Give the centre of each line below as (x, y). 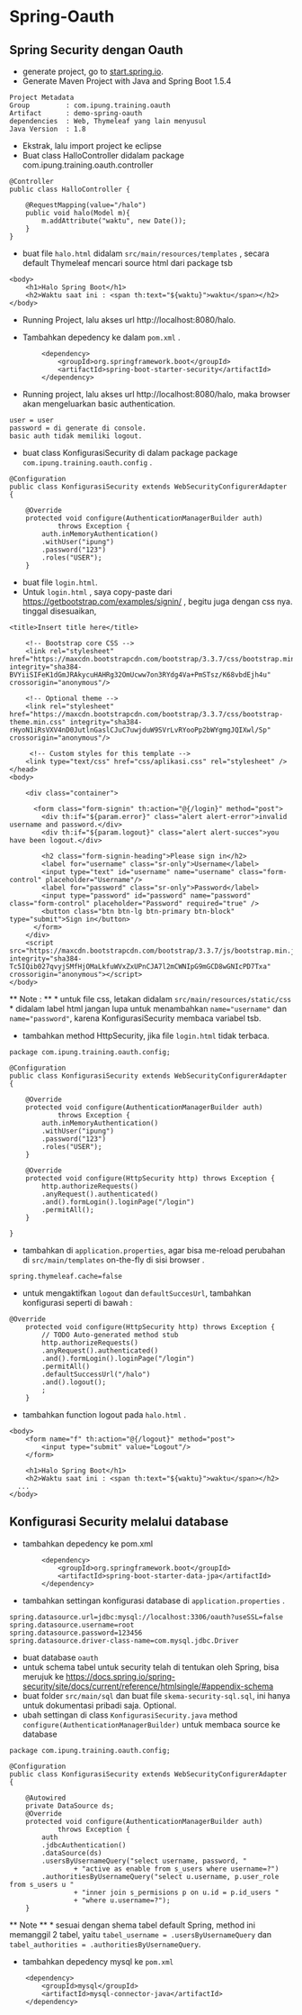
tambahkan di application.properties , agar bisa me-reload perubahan (154, 1250)
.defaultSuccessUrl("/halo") (96, 1374)
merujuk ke (43, 1676)
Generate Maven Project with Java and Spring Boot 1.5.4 (127, 81)
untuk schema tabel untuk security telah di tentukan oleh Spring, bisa (151, 1667)
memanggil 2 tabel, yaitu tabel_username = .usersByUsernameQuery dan (141, 1934)
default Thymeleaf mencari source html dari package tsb (128, 263)
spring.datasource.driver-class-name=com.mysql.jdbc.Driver (124, 1641)
